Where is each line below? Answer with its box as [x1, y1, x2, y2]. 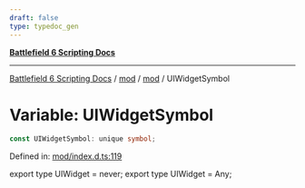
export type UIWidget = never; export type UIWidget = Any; [9, 169, 232, 180]
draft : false [9, 13, 59, 23]
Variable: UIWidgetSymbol [9, 104, 214, 125]
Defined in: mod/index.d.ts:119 [9, 151, 123, 162]
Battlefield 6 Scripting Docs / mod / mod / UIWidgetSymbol [9, 73, 230, 84]
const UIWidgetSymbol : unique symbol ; [9, 134, 156, 143]
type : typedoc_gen [9, 22, 79, 31]
